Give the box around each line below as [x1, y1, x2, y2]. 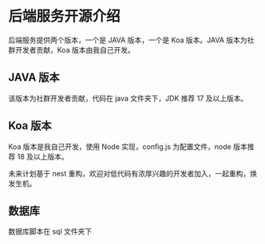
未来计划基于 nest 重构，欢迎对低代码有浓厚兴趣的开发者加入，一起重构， [8, 168, 251, 178]
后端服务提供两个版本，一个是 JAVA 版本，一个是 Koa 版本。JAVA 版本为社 [8, 35, 255, 45]
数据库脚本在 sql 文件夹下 [8, 226, 93, 236]
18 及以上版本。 [17, 152, 69, 161]
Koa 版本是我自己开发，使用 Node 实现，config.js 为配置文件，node [8, 141, 231, 152]
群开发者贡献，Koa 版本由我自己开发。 [8, 45, 136, 54]
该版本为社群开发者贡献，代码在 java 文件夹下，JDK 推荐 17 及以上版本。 [8, 93, 248, 103]
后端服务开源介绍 [8, 7, 121, 26]
